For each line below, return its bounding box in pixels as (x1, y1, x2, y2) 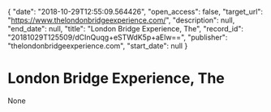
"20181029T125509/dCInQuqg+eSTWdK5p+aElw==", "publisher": (7, 32, 228, 42)
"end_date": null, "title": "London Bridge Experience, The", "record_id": (7, 24, 244, 33)
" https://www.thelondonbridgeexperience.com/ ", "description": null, (7, 15, 235, 25)
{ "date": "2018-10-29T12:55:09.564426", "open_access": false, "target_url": (7, 7, 264, 16)
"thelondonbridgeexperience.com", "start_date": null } (7, 41, 188, 51)
